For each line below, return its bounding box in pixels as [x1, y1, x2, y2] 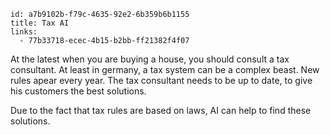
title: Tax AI [10, 18, 70, 28]
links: [10, 27, 38, 37]
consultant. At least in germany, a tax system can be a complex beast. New [10, 64, 320, 75]
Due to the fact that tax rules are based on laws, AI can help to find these [10, 105, 312, 116]
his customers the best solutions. [10, 85, 147, 97]
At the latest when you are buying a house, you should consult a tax [10, 53, 290, 65]
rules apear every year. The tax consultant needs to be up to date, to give [10, 75, 313, 86]
